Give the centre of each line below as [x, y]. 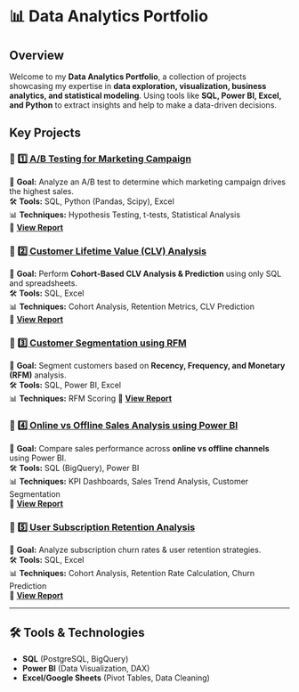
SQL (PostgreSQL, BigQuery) [75, 658]
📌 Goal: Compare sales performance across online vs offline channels [139, 448]
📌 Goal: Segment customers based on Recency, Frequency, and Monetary [147, 366]
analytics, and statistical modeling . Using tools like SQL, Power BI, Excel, [145, 95]
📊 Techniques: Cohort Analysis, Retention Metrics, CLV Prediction [132, 306]
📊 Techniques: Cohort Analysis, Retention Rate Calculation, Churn [132, 573]
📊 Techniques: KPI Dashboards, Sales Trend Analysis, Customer [129, 481]
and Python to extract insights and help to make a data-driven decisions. [143, 105]
